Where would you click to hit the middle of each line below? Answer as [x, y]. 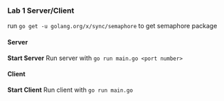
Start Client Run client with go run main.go [70, 90]
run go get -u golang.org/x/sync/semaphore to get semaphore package [112, 26]
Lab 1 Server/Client [41, 11]
